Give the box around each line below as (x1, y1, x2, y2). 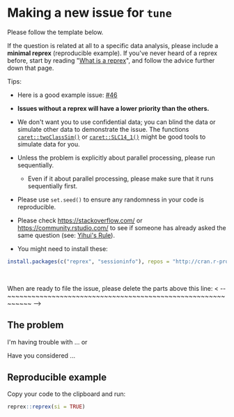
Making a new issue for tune (7, 5, 172, 21)
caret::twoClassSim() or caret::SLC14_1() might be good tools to (17, 132, 206, 141)
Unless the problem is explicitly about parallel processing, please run (17, 153, 216, 162)
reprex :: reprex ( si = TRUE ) (7, 403, 86, 411)
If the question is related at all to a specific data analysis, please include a (7, 41, 219, 50)
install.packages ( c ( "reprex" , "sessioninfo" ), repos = (7, 258, 170, 265)
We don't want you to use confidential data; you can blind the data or (17, 117, 216, 126)
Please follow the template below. (7, 28, 104, 36)
